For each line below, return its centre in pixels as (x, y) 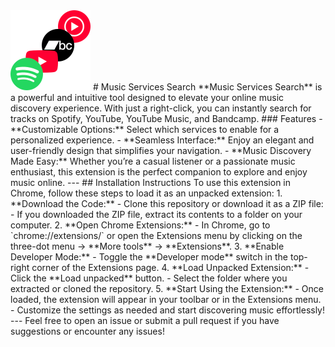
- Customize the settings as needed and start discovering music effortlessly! (168, 310)
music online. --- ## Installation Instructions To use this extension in (150, 182)
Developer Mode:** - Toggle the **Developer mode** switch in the (149, 257)
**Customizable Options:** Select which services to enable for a (145, 129)
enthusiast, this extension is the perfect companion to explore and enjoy (159, 172)
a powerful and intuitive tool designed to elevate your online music (147, 97)
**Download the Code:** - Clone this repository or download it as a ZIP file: (167, 203)
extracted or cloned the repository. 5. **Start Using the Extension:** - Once (167, 288)
